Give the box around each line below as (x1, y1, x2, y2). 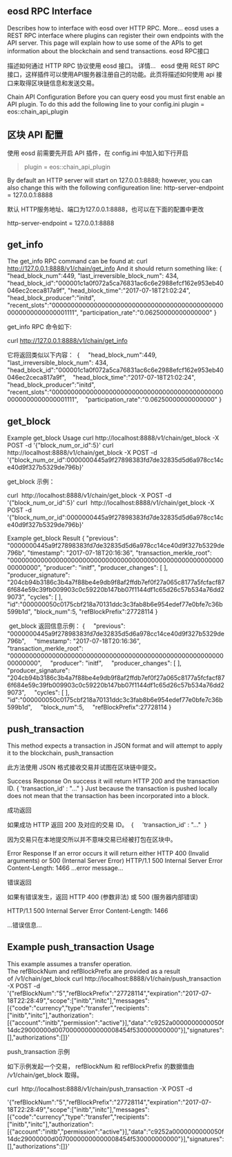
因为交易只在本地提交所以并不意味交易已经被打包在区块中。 (7, 835, 177, 844)
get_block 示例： (7, 477, 55, 486)
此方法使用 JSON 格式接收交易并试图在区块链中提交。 (7, 763, 161, 772)
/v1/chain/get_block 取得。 (7, 1071, 83, 1079)
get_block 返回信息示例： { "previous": (8, 622, 126, 630)
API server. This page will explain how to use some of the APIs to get (7, 38, 202, 47)
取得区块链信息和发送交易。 (19, 79, 98, 87)
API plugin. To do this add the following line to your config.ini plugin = (7, 100, 205, 108)
